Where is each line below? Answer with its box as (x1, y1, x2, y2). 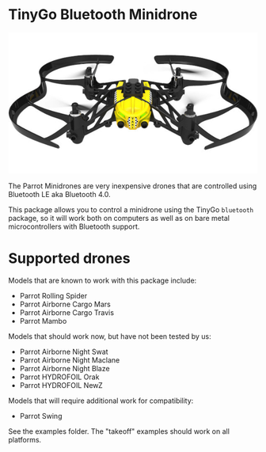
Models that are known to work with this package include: (8, 275, 197, 285)
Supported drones (8, 249, 131, 267)
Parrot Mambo (19, 316, 67, 325)
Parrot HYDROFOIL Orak (19, 372, 100, 382)
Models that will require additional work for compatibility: (8, 396, 194, 405)
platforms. (8, 435, 42, 444)
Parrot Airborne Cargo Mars (19, 299, 111, 309)
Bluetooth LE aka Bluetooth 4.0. (8, 189, 111, 199)
